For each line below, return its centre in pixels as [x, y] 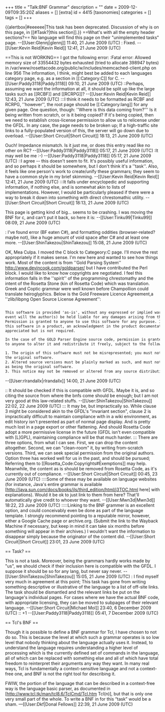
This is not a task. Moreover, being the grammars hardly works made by [78, 561]
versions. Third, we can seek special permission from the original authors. [80, 453]
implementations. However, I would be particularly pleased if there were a [80, 192]
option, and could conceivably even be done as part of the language [74, 510]
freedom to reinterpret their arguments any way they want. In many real [77, 663]
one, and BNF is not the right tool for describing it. [65, 674]
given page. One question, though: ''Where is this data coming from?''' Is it [81, 110]
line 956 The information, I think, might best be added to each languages [79, 73]
